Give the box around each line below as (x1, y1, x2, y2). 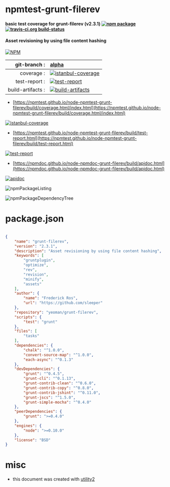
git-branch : (15, 61, 46, 68)
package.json (5, 213, 64, 225)
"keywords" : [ (14, 253, 44, 258)
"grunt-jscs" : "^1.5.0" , (23, 395, 76, 400)
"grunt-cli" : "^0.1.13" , (23, 376, 76, 381)
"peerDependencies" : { (14, 409, 62, 414)
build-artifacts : (8, 86, 46, 93)
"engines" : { (14, 423, 42, 428)
